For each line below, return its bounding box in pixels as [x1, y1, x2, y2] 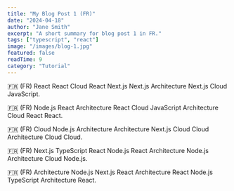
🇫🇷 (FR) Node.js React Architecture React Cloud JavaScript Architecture [7, 103, 219, 112]
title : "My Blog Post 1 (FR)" [7, 10, 96, 18]
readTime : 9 [7, 56, 42, 63]
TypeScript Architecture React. [7, 176, 97, 184]
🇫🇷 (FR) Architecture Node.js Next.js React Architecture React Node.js [7, 168, 213, 176]
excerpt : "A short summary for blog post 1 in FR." [7, 29, 162, 37]
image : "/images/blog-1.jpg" [7, 43, 93, 50]
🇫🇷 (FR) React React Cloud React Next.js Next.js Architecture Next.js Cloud [7, 81, 228, 90]
